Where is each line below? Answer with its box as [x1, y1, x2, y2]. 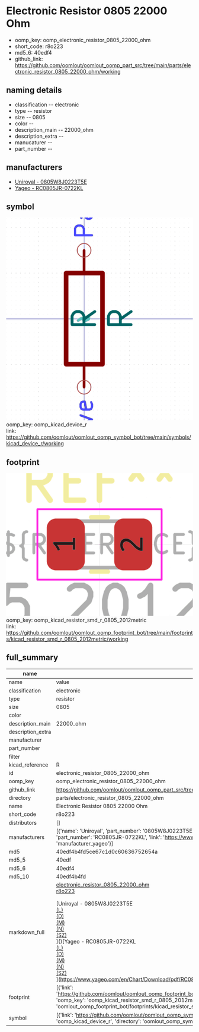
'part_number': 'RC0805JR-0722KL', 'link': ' [56, 833, 165, 841]
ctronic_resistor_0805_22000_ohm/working [14, 68, 121, 75]
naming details [6, 85, 62, 96]
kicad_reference [8, 761, 49, 768]
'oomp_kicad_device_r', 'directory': [56, 1017, 142, 1025]
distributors [8, 819, 37, 826]
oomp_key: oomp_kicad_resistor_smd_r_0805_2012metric [6, 616, 147, 623]
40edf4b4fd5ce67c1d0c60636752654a [56, 848, 158, 856]
